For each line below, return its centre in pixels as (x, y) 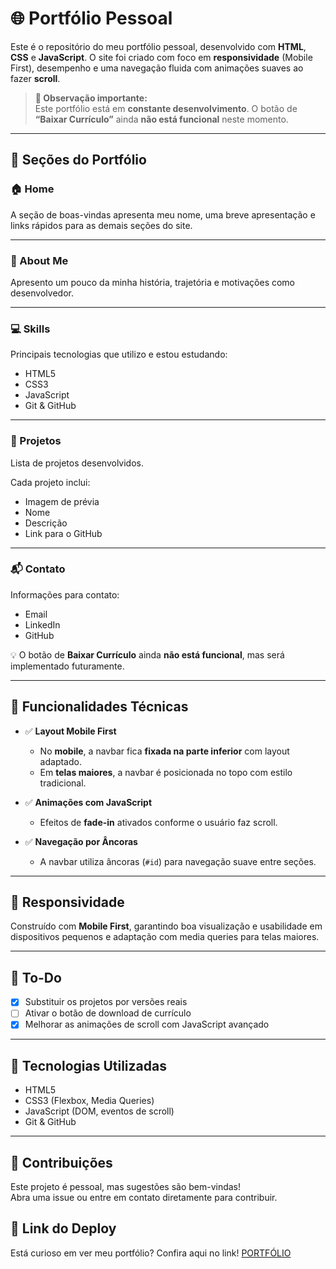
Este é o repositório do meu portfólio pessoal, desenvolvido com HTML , (158, 46)
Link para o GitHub (63, 533)
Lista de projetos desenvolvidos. (77, 463)
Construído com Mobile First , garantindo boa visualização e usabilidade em (166, 926)
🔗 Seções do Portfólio (78, 160)
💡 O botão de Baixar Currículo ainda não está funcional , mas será (147, 654)
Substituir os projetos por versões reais (106, 1002)
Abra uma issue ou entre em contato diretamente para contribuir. (144, 1198)
